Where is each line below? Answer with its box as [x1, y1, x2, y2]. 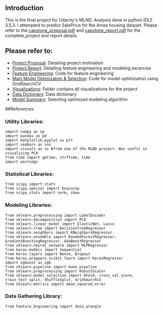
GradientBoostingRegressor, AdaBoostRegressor [5, 238, 102, 243]
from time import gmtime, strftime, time [5, 155, 91, 160]
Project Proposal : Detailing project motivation [12, 60, 103, 66]
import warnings [5, 159, 38, 164]
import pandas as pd [5, 133, 47, 138]
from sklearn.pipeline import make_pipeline [5, 264, 97, 269]
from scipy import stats [5, 182, 56, 187]
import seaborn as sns [5, 142, 51, 147]
